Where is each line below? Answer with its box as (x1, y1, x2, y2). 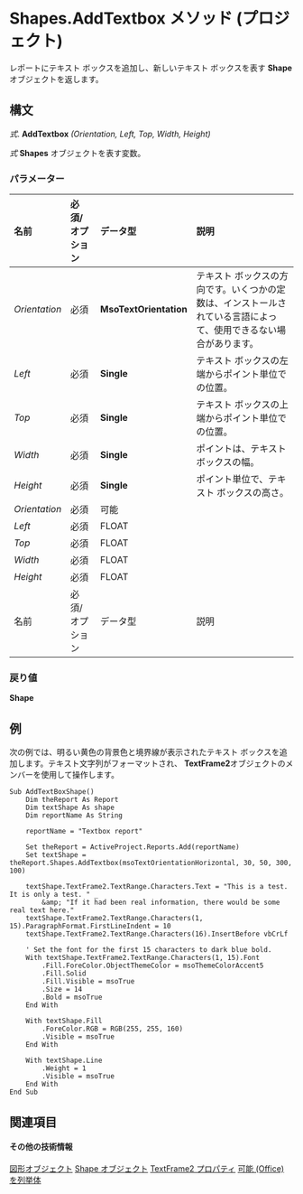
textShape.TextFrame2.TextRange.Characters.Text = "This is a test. (25, 882, 289, 891)
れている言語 (196, 311, 251, 323)
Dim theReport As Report (25, 796, 119, 805)
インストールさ (223, 297, 287, 310)
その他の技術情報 (9, 1142, 73, 1152)
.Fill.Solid (41, 969, 87, 978)
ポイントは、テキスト (196, 443, 287, 455)
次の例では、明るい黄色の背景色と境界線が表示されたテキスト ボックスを (9, 747, 280, 758)
